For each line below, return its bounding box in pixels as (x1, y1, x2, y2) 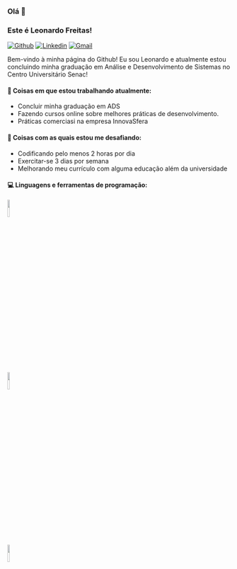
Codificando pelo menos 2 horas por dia (17, 149, 136, 158)
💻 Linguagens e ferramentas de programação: (7, 180, 148, 190)
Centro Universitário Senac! (7, 70, 88, 79)
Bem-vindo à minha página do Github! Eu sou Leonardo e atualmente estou (7, 55, 226, 64)
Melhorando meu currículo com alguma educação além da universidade (17, 164, 228, 173)
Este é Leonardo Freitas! (7, 25, 93, 35)
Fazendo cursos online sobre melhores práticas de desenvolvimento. (17, 110, 219, 118)
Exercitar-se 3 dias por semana (17, 156, 110, 165)
